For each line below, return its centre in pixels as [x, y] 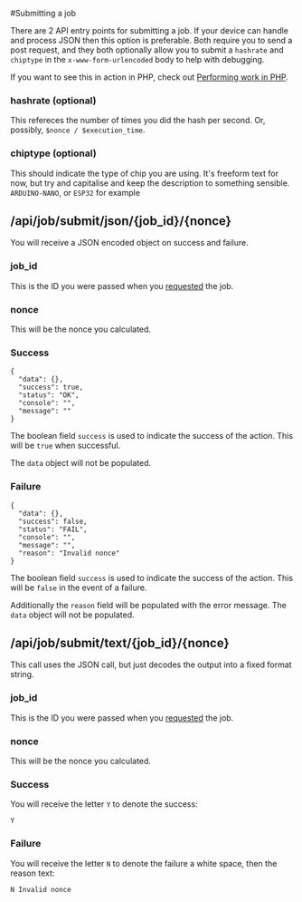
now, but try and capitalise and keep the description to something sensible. [150, 183]
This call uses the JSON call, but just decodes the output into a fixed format [151, 664]
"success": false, [53, 521]
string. [22, 674]
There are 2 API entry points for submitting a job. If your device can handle [149, 30]
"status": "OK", [49, 395]
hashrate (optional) [53, 101]
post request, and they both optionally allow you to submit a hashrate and [147, 50]
